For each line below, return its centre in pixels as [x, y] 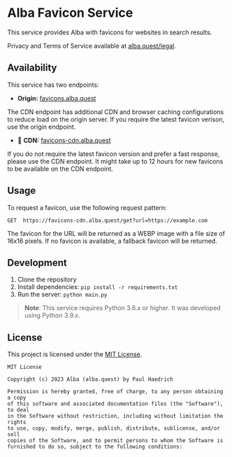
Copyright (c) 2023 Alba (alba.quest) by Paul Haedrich [90, 379]
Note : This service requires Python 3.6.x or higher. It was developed [123, 308]
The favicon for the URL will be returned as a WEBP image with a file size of [116, 233]
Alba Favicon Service [70, 13]
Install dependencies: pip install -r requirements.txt [97, 287]
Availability [32, 68]
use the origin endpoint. [42, 127]
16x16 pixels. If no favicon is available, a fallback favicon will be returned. [113, 241]
